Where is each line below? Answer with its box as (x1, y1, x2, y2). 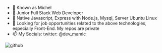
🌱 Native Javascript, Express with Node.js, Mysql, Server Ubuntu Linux (12, 15, 157, 21)
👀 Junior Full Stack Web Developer (12, 10, 83, 16)
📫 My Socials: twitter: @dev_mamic (12, 31, 86, 37)
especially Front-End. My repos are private (12, 26, 100, 31)
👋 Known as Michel (12, 5, 52, 10)
